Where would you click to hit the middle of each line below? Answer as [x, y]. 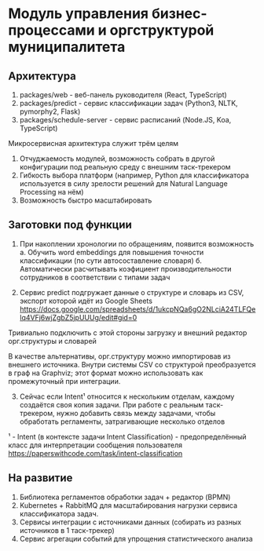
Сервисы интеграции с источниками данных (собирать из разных [130, 522]
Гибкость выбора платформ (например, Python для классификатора [134, 175]
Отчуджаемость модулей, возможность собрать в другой [117, 159]
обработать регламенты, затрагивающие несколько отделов [122, 421]
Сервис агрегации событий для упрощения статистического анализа [136, 538]
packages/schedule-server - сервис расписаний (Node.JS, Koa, [125, 120]
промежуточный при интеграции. [64, 381]
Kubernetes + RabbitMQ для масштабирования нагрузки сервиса [128, 505]
